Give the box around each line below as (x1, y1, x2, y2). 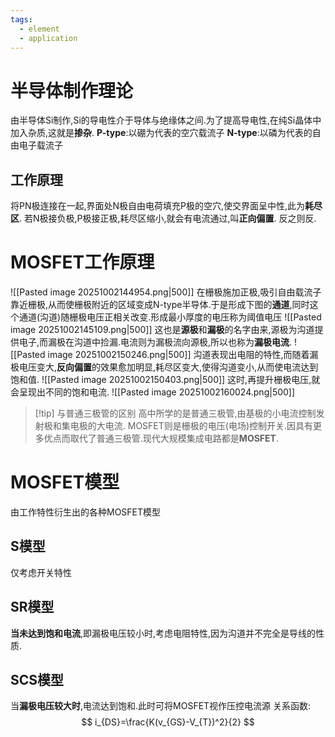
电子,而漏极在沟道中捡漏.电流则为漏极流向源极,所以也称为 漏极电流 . (18, 336, 293, 348)
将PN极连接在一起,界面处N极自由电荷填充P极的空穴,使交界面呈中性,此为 (10, 200, 306, 212)
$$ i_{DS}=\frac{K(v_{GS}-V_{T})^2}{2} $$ (81, 716, 255, 728)
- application (19, 33, 78, 43)
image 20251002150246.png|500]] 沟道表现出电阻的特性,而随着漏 (47, 349, 319, 361)
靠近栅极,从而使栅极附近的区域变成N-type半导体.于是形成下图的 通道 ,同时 (10, 299, 310, 311)
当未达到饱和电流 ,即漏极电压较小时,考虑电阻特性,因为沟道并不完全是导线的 (10, 627, 317, 639)
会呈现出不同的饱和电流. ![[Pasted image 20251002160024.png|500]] (10, 386, 296, 398)
